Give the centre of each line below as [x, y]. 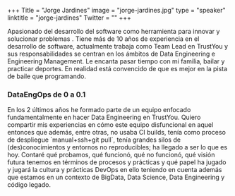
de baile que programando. [47, 76]
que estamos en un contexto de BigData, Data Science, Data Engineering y [116, 177]
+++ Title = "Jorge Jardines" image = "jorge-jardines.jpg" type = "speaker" [116, 10]
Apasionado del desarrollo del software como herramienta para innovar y [114, 31]
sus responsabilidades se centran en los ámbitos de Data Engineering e [111, 54]
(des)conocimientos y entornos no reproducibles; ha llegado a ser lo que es [117, 147]
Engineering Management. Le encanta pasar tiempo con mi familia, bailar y [116, 61]
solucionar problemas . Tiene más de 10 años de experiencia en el [103, 39]
